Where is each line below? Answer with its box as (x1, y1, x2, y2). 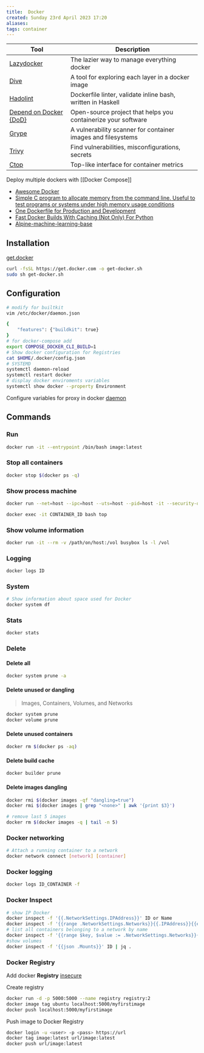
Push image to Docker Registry (6, 1018, 84, 1025)
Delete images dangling (6, 783, 67, 791)
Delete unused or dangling (6, 686, 75, 693)
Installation (6, 238, 50, 248)
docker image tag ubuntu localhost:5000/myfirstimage (6, 1001, 146, 1007)
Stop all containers (6, 458, 63, 467)
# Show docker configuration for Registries (6, 349, 121, 355)
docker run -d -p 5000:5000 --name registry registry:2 (6, 995, 151, 1001)
